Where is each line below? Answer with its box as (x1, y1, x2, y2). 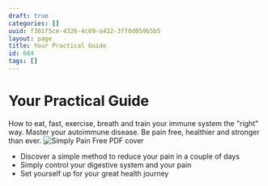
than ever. (8, 135, 42, 146)
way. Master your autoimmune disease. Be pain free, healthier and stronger (8, 127, 261, 137)
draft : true (8, 11, 49, 20)
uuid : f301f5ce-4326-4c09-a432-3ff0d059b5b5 (8, 27, 161, 35)
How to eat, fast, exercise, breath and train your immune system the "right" (8, 118, 259, 128)
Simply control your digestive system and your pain (19, 159, 192, 170)
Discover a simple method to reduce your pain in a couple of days (19, 151, 240, 161)
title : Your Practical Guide (8, 42, 107, 50)
